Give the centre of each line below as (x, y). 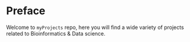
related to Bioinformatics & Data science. (56, 33)
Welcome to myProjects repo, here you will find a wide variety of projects (95, 27)
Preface (26, 11)
